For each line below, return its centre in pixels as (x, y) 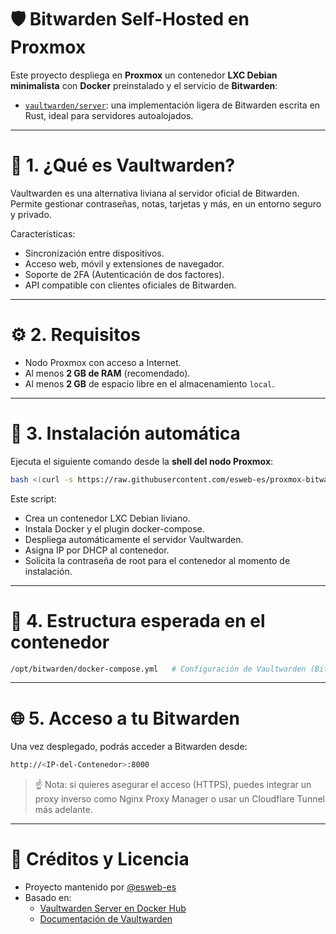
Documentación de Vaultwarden (106, 919)
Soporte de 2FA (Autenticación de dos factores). (124, 274)
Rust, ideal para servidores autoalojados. (109, 115)
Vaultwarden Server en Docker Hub (113, 908)
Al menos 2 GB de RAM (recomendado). (107, 373)
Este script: (33, 498)
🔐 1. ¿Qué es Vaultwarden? (123, 165)
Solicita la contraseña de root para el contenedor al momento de (157, 560)
